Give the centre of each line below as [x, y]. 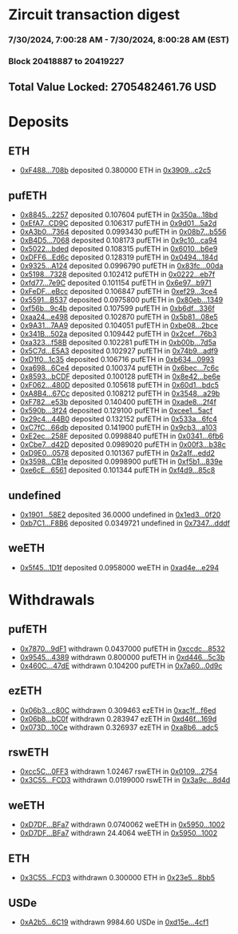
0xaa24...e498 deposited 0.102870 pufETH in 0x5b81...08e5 [119, 317]
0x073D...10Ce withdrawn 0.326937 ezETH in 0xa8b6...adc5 [119, 727]
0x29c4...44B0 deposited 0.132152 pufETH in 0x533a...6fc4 [119, 419]
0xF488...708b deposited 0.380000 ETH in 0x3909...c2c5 [115, 171]
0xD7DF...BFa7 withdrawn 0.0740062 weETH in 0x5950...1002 [122, 825]
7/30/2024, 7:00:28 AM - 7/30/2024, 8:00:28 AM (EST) [119, 40]
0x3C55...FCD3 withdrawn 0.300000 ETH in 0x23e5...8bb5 [117, 878]
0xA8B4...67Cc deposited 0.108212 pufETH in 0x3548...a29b [120, 393]
